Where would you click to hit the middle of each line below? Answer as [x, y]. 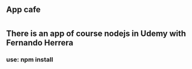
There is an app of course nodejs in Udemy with [96, 33]
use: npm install [30, 60]
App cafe [23, 10]
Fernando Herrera [40, 43]
